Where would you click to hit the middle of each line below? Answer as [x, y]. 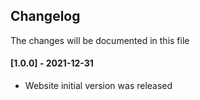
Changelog [45, 16]
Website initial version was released [98, 86]
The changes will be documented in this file [100, 40]
